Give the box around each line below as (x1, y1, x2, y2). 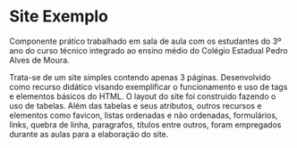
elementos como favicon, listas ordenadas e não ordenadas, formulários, (9, 110, 278, 120)
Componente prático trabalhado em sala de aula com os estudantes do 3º (9, 36, 282, 46)
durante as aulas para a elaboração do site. (9, 128, 169, 139)
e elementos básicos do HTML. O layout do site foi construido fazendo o (9, 91, 276, 102)
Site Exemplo (9, 6, 109, 27)
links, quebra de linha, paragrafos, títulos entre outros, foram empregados (9, 119, 282, 130)
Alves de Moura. (9, 54, 70, 65)
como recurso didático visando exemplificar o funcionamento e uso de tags (9, 81, 288, 92)
